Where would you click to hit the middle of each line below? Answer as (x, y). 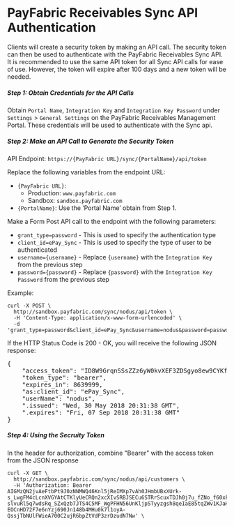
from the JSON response (43, 460)
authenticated (37, 250)
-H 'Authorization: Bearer (53, 485)
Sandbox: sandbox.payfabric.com (75, 200)
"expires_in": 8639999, (62, 384)
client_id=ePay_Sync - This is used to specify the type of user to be (114, 242)
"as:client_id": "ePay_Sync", (73, 391)
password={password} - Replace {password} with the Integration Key (115, 272)
